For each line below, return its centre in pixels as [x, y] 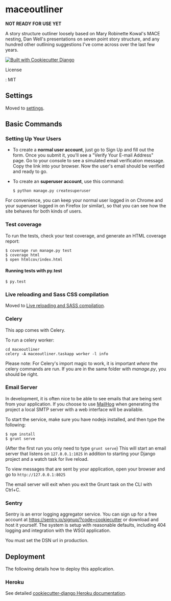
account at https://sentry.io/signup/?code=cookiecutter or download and [82, 520]
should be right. [22, 374]
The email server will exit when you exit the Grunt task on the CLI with [79, 484]
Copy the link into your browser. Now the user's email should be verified [89, 166]
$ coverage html [22, 255]
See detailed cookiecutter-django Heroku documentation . [66, 593]
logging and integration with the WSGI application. [58, 530]
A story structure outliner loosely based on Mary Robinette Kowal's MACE [83, 33]
